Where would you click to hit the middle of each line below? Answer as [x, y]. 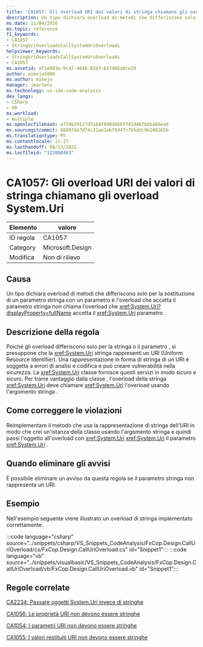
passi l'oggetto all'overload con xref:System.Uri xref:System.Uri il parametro [101, 438]
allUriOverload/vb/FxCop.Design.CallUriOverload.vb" [72, 569]
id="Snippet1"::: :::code [158, 549]
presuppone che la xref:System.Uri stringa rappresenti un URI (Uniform [95, 353]
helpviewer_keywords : [34, 51]
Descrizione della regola [53, 332]
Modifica [22, 257]
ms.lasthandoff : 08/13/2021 [42, 147]
